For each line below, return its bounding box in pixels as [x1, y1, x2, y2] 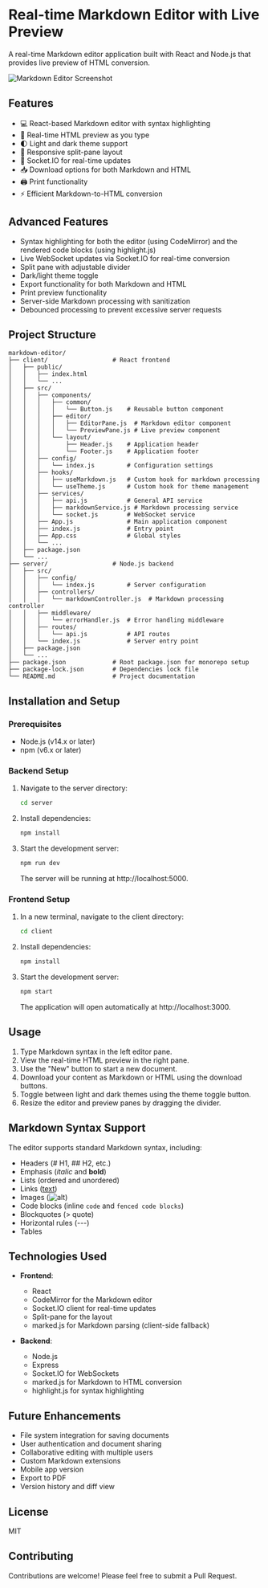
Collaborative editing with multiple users [19, 1447, 154, 1457]
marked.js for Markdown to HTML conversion [31, 1378, 182, 1387]
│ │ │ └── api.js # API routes [8, 631, 171, 639]
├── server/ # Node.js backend [8, 560, 174, 568]
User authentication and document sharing [19, 1439, 162, 1449]
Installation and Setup [8, 694, 120, 708]
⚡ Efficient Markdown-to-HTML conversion [19, 189, 163, 198]
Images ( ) [19, 1192, 68, 1202]
